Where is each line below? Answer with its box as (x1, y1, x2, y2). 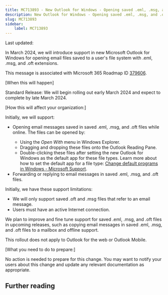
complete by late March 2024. (5, 95, 67, 101)
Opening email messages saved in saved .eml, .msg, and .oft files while (12, 124, 159, 130)
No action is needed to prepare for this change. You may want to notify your (5, 256, 162, 262)
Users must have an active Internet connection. (12, 207, 110, 213)
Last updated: (5, 40, 34, 46)
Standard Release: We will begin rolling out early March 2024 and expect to (5, 89, 161, 95)
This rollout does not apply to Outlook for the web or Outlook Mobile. (5, 237, 147, 243)
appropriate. (5, 267, 31, 273)
